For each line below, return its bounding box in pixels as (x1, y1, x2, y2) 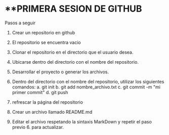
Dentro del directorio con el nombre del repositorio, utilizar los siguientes (12, 78, 164, 84)
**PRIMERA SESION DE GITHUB (5, 3, 142, 15)
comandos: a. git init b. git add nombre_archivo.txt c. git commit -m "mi (12, 84, 160, 90)
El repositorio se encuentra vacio (12, 39, 81, 46)
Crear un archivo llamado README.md (12, 109, 93, 115)
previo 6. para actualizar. (12, 124, 64, 130)
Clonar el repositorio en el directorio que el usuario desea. (12, 49, 134, 55)
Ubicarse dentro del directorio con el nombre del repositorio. (12, 59, 139, 65)
